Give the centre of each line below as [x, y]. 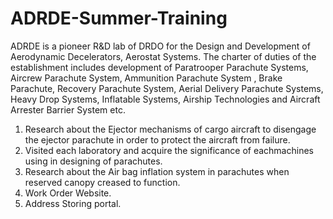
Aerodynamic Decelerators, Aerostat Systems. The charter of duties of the [163, 56]
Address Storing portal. [73, 203]
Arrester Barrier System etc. [68, 109]
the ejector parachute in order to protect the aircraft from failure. [157, 139]
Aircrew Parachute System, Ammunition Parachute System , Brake [146, 78]
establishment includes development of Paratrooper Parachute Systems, [159, 67]
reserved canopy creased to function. [102, 182]
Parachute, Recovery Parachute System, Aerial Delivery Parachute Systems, [167, 88]
